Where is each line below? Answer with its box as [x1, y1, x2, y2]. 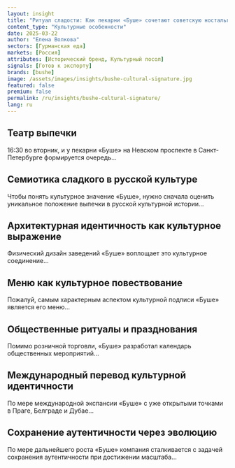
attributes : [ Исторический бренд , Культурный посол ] [7, 56, 164, 63]
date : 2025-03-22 [7, 29, 58, 37]
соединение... [7, 257, 49, 265]
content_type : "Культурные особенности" [7, 23, 127, 30]
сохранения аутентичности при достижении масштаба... [7, 453, 177, 461]
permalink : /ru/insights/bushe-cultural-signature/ [7, 95, 161, 102]
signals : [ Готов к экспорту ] [7, 62, 92, 69]
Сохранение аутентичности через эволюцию [7, 427, 218, 439]
